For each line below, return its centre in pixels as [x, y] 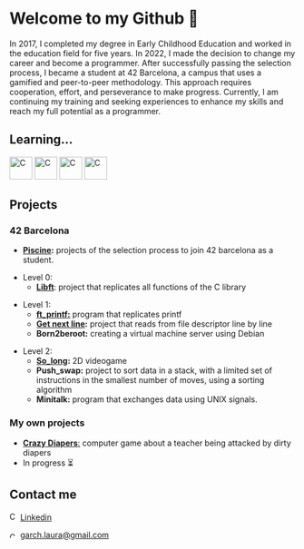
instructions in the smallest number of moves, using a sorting [150, 380]
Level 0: [37, 278]
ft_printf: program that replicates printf [109, 314]
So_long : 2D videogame [81, 361]
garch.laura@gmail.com [64, 534]
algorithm [54, 390]
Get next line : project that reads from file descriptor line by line [154, 324]
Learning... [41, 140]
